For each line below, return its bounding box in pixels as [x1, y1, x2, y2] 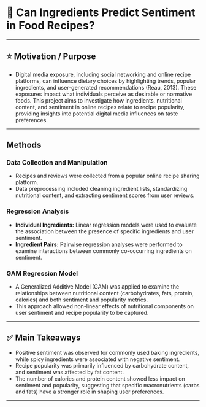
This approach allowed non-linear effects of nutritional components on [15, 303, 194, 310]
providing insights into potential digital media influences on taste [15, 110, 178, 117]
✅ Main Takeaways [6, 333, 81, 343]
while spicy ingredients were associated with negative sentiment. [15, 355, 180, 363]
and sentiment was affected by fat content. [15, 368, 124, 376]
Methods [6, 140, 42, 150]
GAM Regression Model [6, 269, 78, 277]
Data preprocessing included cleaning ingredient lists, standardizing [15, 185, 188, 193]
